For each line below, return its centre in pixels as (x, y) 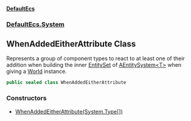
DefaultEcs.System (36, 24)
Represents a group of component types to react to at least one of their (96, 58)
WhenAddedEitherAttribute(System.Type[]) (69, 111)
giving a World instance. (36, 71)
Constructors (26, 99)
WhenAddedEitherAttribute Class (71, 43)
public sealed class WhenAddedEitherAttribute (66, 83)
